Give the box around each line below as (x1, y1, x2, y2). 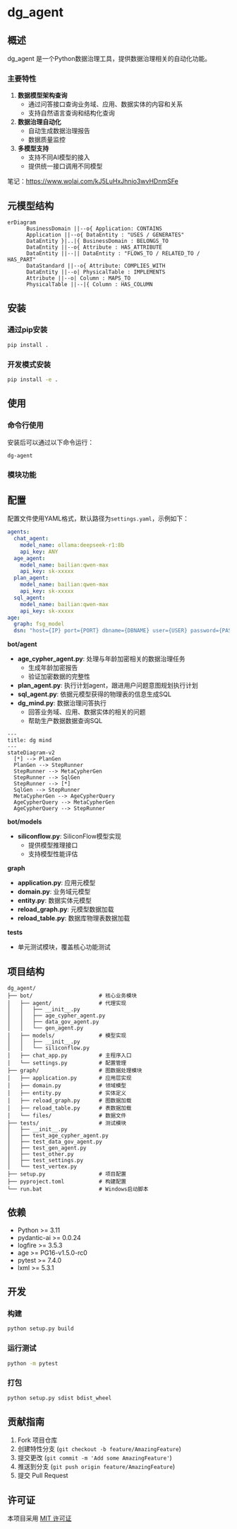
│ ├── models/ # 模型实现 (7, 1032, 127, 1039)
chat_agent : (13, 535, 49, 542)
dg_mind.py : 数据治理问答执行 (17, 699, 107, 707)
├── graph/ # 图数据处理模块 (7, 1067, 142, 1074)
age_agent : (13, 555, 46, 562)
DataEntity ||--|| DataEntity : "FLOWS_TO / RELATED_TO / (25, 250, 200, 257)
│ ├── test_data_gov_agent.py (7, 1138, 102, 1145)
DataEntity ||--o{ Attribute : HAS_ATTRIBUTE (25, 244, 162, 251)
